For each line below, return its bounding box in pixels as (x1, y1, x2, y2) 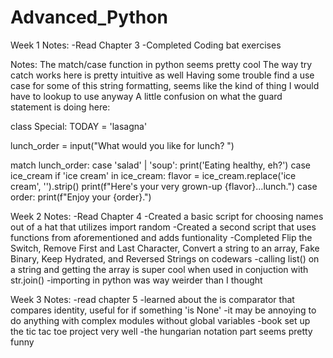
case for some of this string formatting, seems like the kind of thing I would (10, 79, 320, 91)
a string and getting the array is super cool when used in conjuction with (10, 263, 309, 275)
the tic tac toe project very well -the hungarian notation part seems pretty (10, 325, 313, 337)
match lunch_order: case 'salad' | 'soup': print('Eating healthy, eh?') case (10, 159, 311, 171)
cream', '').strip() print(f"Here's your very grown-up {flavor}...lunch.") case (10, 180, 318, 192)
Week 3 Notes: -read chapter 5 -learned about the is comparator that (10, 293, 295, 305)
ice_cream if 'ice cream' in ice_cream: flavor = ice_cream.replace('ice (10, 169, 297, 181)
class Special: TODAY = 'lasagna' (10, 120, 148, 132)
